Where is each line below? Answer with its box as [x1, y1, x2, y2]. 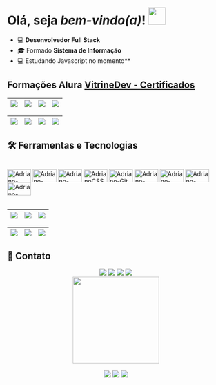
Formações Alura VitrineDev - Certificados [7, 79, 195, 91]
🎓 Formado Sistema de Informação [17, 46, 122, 55]
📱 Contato [7, 250, 51, 262]
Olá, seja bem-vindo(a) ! [7, 12, 146, 28]
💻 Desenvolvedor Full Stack [17, 35, 101, 44]
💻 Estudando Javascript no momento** [17, 56, 131, 65]
